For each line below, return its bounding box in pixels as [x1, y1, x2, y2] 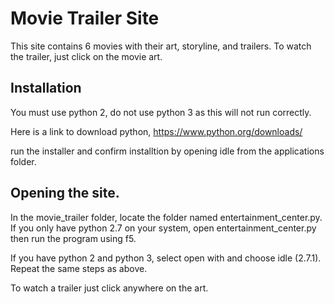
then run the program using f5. [10, 232, 137, 244]
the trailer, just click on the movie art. [10, 50, 163, 62]
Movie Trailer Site [10, 7, 160, 30]
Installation [10, 80, 82, 97]
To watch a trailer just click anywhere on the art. [10, 282, 209, 294]
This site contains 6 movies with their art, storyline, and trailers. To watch [10, 40, 312, 52]
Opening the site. [10, 185, 120, 202]
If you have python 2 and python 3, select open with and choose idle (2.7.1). [10, 252, 322, 264]
